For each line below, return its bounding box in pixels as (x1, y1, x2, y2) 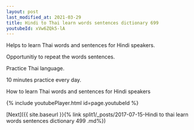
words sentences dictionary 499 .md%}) (6, 117, 106, 125)
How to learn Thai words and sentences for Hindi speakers (6, 88, 151, 95)
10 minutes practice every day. (6, 76, 82, 83)
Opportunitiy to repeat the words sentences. (6, 53, 115, 60)
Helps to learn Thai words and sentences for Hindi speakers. (6, 42, 155, 49)
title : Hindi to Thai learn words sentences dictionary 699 (6, 20, 159, 26)
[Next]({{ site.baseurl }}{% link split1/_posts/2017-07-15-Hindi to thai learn (6, 111, 189, 118)
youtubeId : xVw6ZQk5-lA (6, 25, 66, 32)
